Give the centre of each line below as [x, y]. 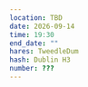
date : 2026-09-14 [42, 26]
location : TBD [36, 18]
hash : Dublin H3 [40, 60]
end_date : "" [34, 43]
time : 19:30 [32, 34]
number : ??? [32, 69]
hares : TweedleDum [44, 52]
